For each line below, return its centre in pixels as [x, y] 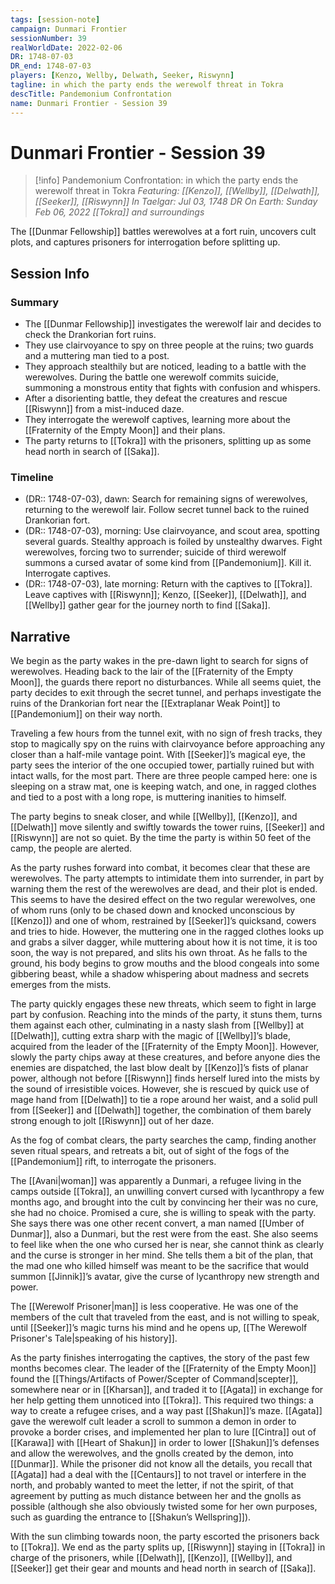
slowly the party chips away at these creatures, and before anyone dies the [165, 1057]
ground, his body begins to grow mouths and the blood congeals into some [165, 963]
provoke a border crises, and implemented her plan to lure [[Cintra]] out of [163, 1432]
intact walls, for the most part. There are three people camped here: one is [164, 776]
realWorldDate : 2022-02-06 [66, 47]
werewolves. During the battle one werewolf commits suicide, [151, 377]
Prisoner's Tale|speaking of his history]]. [94, 1338]
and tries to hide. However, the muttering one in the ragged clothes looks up [167, 932]
